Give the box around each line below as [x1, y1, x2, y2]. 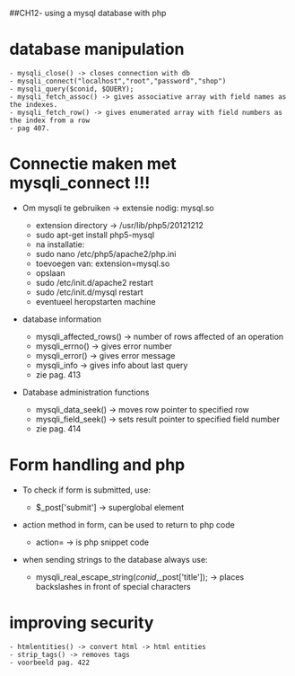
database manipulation [9, 40, 185, 59]
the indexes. [9, 100, 58, 109]
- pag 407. [9, 123, 50, 133]
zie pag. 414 [35, 422, 82, 434]
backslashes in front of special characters [35, 581, 191, 591]
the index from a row [9, 116, 91, 125]
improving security [9, 613, 154, 633]
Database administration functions [22, 387, 150, 397]
